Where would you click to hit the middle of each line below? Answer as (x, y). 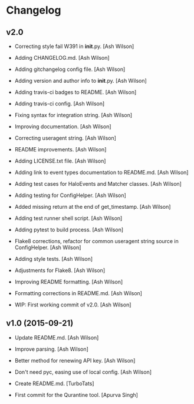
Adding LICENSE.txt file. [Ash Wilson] (60, 161)
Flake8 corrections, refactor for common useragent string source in (96, 241)
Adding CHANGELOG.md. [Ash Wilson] (62, 58)
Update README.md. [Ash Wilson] (57, 337)
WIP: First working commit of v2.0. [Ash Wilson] (73, 305)
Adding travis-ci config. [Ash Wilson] (60, 104)
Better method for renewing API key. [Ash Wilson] (75, 360)
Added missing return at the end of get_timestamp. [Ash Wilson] (93, 207)
